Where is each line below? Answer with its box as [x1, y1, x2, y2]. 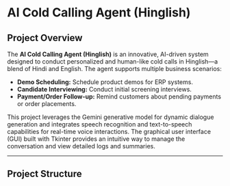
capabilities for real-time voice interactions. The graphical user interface [7, 128, 211, 135]
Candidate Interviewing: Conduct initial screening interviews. [16, 85, 192, 93]
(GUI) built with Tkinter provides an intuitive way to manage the [7, 135, 186, 143]
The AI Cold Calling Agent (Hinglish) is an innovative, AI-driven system [7, 50, 209, 58]
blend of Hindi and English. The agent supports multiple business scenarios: [7, 65, 222, 72]
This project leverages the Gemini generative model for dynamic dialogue [7, 113, 214, 121]
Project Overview [7, 32, 83, 44]
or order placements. [16, 100, 77, 107]
